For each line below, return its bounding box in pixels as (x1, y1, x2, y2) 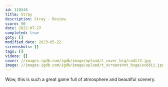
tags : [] (5, 49, 23, 54)
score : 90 (5, 21, 26, 26)
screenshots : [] (5, 44, 39, 49)
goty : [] (5, 35, 23, 40)
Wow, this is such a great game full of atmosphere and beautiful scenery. (5, 77, 156, 83)
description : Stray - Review (5, 16, 66, 21)
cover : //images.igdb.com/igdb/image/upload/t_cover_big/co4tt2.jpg (5, 58, 151, 63)
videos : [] (5, 53, 28, 59)
